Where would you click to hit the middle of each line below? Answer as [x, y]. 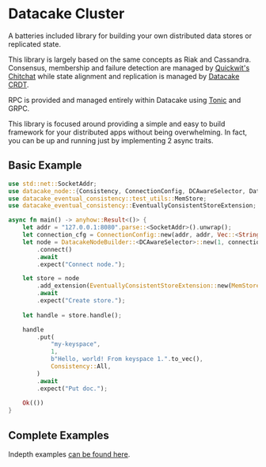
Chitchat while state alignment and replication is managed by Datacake [124, 76]
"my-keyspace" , [76, 344]
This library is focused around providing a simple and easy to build [117, 123]
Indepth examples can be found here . [69, 454]
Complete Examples [59, 435]
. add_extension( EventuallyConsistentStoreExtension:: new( [134, 286]
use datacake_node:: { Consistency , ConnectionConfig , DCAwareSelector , [127, 191]
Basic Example [45, 166]
